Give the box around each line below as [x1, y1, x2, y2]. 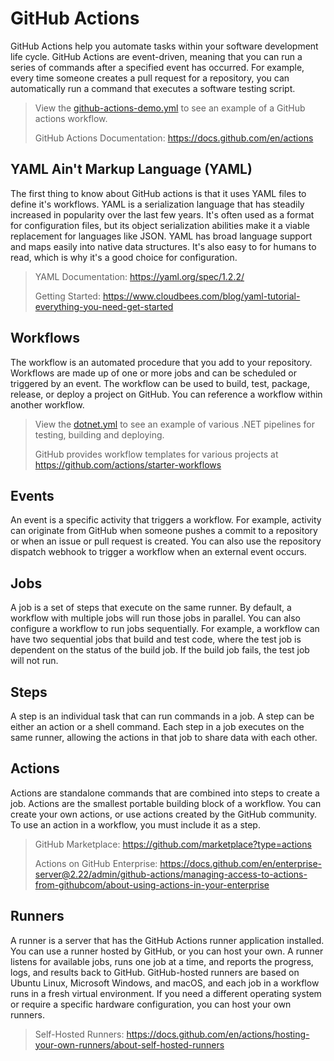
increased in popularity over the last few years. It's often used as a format [10, 208, 315, 221]
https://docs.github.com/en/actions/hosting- [126, 1028, 310, 1040]
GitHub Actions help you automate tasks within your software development [10, 40, 319, 52]
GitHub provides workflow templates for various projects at [34, 448, 279, 460]
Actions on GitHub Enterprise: [34, 857, 158, 869]
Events [10, 487, 55, 504]
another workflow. [10, 398, 85, 411]
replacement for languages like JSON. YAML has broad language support [10, 230, 313, 242]
